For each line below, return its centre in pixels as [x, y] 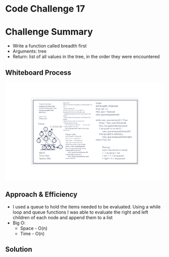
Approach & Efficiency [41, 195]
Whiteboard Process [38, 72]
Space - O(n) [34, 228]
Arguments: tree [29, 52]
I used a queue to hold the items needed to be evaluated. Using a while [87, 207]
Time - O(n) [32, 233]
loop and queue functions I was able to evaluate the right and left [80, 212]
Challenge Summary [49, 32]
